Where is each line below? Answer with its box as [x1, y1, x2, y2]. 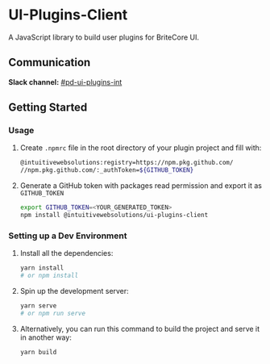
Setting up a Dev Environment [8, 230, 127, 241]
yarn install [19, 264, 64, 272]
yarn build [19, 348, 57, 356]
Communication [8, 56, 91, 69]
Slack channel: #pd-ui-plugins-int [8, 77, 123, 86]
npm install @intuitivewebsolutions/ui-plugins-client [19, 211, 209, 220]
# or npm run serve [19, 309, 86, 317]
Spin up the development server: [19, 286, 129, 295]
